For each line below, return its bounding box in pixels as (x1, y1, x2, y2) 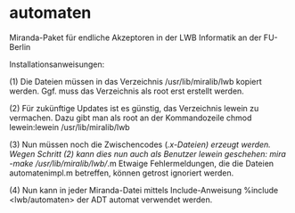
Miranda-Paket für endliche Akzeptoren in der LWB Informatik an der (9, 32, 262, 43)
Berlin (9, 41, 31, 52)
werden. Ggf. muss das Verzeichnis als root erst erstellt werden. (9, 86, 245, 96)
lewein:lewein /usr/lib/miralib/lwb (9, 121, 131, 132)
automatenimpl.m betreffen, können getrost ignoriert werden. (9, 168, 234, 178)
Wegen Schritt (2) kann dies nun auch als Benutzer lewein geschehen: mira (9, 148, 287, 159)
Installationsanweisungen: (9, 59, 105, 70)
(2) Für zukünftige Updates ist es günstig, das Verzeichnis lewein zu (9, 102, 259, 113)
